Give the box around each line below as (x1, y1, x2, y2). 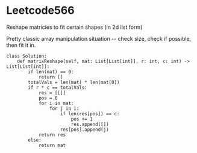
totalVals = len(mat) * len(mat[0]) (28, 79, 120, 85)
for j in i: (49, 106, 80, 112)
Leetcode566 (6, 4, 75, 17)
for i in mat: (38, 100, 74, 106)
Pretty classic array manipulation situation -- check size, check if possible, (6, 35, 192, 42)
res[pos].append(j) (60, 127, 110, 133)
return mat (38, 142, 66, 148)
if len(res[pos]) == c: (60, 110, 120, 117)
